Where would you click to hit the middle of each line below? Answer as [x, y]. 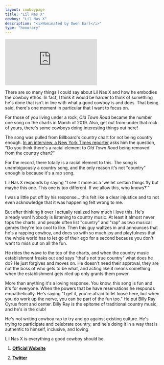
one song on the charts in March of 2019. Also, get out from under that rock [81, 123]
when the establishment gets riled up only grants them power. [67, 274]
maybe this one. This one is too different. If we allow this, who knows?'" [78, 188]
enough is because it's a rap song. [40, 173]
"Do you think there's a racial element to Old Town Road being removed [77, 148]
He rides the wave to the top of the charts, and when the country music [77, 253]
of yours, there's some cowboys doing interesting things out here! [71, 128]
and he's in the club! [26, 309]
